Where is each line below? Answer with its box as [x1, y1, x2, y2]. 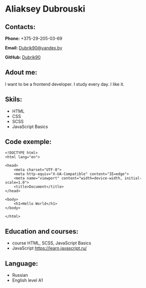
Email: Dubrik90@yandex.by [5, 45, 63, 50]
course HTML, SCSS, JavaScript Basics [12, 240, 91, 246]
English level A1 [12, 277, 43, 283]
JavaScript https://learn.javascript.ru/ [12, 245, 87, 251]
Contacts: [5, 23, 36, 31]
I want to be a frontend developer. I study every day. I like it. [5, 81, 125, 87]
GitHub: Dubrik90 [5, 54, 41, 60]
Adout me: [5, 68, 37, 77]
